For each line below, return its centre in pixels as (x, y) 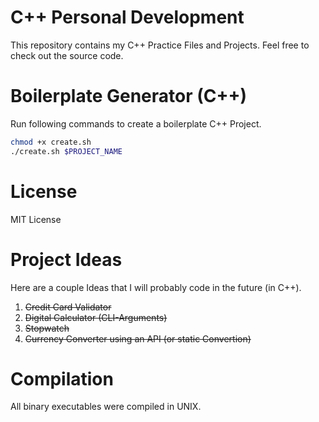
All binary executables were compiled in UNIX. (106, 407)
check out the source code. (67, 55)
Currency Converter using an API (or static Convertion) (138, 338)
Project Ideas (66, 259)
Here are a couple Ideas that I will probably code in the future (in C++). (156, 287)
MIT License (36, 219)
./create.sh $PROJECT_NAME (66, 151)
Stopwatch (47, 328)
